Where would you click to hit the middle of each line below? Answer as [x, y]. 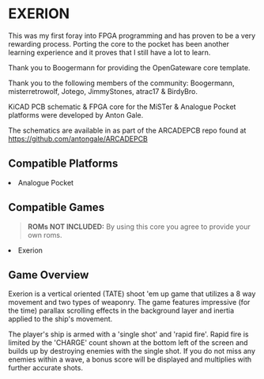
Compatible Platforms [63, 164]
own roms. [45, 235]
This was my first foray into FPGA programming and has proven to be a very [132, 36]
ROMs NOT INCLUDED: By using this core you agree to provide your [139, 227]
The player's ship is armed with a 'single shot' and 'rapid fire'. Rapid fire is [128, 334]
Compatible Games [57, 207]
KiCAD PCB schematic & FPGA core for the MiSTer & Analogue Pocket [122, 107]
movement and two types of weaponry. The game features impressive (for [129, 302]
